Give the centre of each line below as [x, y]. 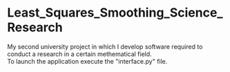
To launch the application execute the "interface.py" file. [87, 61]
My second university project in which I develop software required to [105, 46]
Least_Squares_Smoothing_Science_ [115, 13]
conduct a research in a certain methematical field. [79, 54]
